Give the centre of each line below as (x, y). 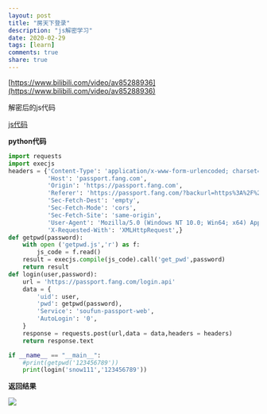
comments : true (33, 52)
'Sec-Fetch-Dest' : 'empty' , (94, 201)
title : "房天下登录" (39, 23)
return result (46, 267)
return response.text (58, 341)
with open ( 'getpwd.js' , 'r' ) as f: (81, 245)
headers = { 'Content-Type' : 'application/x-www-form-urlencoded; (118, 171)
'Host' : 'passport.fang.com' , (97, 178)
